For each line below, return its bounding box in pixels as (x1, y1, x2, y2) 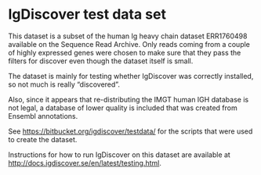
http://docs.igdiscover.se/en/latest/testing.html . (8, 158, 162, 167)
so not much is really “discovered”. (8, 80, 120, 89)
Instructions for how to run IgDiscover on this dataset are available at (8, 150, 231, 159)
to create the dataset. (8, 134, 78, 144)
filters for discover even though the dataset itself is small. (8, 56, 194, 66)
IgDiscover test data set (8, 5, 167, 23)
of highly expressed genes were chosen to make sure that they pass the (8, 48, 241, 57)
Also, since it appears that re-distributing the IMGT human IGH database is (8, 95, 249, 104)
